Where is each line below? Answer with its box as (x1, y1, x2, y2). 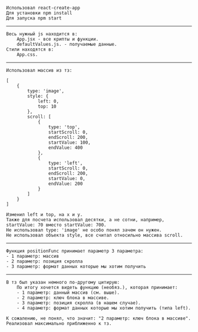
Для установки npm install (6, 10, 72, 16)
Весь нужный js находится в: (6, 31, 78, 37)
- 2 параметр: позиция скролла (6, 258, 83, 264)
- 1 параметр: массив (6, 253, 60, 259)
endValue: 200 (48, 181, 83, 187)
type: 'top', (48, 124, 81, 130)
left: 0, (37, 98, 60, 104)
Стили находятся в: (6, 47, 54, 52)
